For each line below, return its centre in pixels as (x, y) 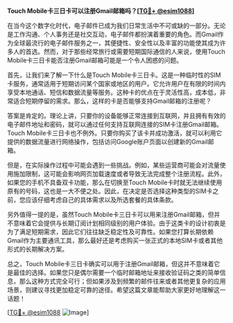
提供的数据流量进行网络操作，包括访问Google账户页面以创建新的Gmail (107, 142)
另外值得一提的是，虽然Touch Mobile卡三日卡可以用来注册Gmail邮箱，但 (111, 215)
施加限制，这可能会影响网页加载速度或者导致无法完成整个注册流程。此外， (119, 174)
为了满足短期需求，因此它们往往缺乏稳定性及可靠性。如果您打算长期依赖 (110, 232)
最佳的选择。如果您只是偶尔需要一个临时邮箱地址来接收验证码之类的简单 (116, 272)
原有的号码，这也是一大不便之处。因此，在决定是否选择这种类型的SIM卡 (110, 191)
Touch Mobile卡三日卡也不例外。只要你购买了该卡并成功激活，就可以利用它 (115, 133)
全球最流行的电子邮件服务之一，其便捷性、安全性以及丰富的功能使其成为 (116, 43)
